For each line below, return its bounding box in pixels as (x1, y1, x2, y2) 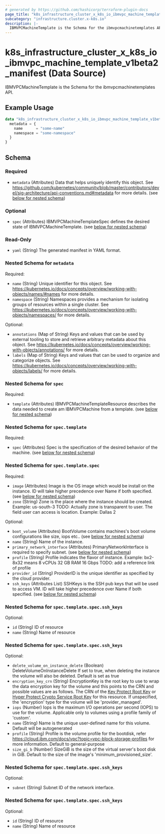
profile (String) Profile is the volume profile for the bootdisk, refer (12, 731, 146, 737)
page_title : (5, 12, 29, 17)
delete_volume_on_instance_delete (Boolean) (12, 662, 104, 669)
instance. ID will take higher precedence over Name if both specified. (12, 488, 153, 494)
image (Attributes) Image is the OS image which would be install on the (12, 483, 155, 489)
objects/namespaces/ (12, 312, 56, 318)
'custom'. (12, 715, 31, 721)
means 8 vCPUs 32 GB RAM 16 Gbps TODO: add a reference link (24, 560, 155, 566)
